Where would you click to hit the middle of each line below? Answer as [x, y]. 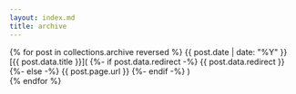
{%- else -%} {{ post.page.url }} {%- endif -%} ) [100, 71]
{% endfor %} [36, 80]
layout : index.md [42, 18]
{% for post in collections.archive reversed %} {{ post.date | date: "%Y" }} [148, 52]
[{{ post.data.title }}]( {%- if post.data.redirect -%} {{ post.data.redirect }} [147, 61]
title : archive [38, 26]
